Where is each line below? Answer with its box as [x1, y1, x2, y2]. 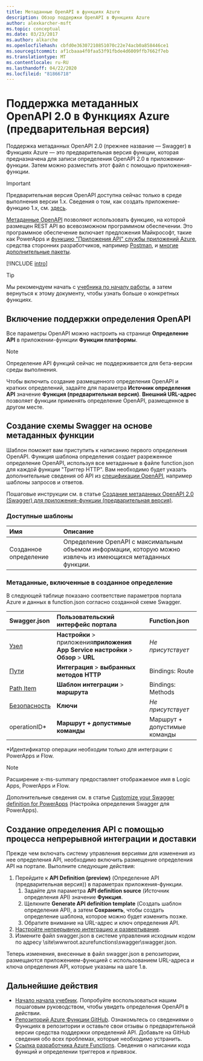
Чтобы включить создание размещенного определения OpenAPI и [6, 378, 179, 384]
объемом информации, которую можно [63, 545, 181, 554]
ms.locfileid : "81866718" [6, 71, 71, 77]
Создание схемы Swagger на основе [6, 421, 153, 431]
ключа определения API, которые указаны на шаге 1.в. [6, 963, 147, 970]
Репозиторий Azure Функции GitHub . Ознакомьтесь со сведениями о [14, 1016, 194, 1024]
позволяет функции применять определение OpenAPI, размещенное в [6, 397, 189, 404]
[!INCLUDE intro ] [6, 260, 48, 267]
